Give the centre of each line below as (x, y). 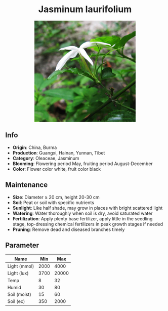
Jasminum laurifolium (85, 9)
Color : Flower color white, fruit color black (57, 169)
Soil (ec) (16, 301)
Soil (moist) (19, 294)
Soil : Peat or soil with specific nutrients (53, 202)
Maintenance (27, 185)
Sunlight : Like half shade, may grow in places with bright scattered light (88, 208)
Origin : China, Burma (35, 147)
